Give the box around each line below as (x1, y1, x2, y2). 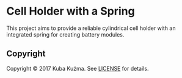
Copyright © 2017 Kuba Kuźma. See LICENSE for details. (6, 65, 149, 72)
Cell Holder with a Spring (6, 4, 136, 18)
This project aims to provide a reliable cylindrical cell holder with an (6, 24, 176, 32)
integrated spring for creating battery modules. (6, 30, 125, 38)
